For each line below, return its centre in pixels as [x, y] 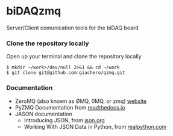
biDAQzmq [34, 11]
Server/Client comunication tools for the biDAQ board [72, 28]
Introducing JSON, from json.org [64, 120]
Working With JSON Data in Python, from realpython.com [95, 126]
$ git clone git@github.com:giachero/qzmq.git [66, 73]
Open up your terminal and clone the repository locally [74, 57]
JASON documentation [43, 114]
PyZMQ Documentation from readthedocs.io [70, 107]
